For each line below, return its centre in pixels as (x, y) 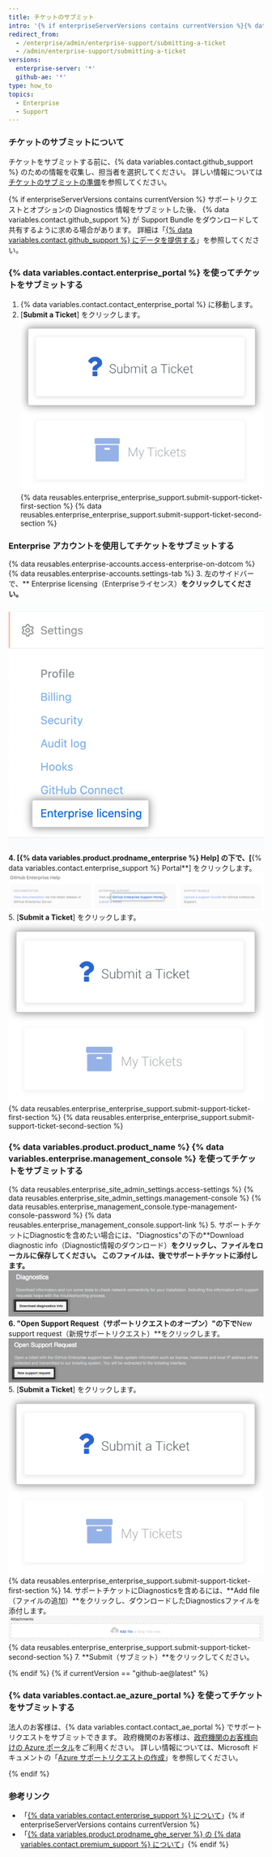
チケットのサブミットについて (66, 142)
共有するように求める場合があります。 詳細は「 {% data (100, 229)
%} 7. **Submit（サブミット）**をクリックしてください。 (158, 1656)
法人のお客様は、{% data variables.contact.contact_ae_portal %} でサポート (136, 1727)
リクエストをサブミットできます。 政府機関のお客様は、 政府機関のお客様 (130, 1737)
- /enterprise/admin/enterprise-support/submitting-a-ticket (121, 43)
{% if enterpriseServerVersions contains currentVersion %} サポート (122, 199)
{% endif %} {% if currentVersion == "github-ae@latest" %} (108, 1673)
